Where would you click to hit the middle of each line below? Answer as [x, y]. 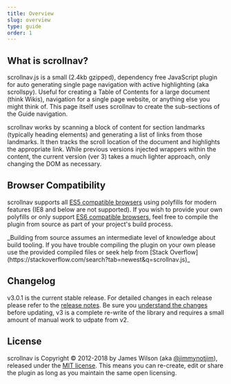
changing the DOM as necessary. [54, 164]
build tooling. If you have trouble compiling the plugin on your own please [111, 245]
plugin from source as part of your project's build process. [90, 224]
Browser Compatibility [56, 186]
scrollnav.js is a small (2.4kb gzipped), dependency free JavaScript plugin [112, 77]
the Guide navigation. [38, 114]
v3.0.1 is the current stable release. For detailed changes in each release [110, 298]
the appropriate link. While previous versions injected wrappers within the [112, 150]
